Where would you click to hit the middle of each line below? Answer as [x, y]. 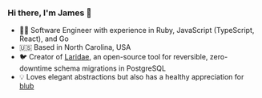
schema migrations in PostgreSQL [110, 68]
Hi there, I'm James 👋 [50, 13]
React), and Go [44, 39]
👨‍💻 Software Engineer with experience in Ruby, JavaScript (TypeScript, [137, 31]
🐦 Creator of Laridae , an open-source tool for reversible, [113, 57]
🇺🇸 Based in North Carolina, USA [75, 47]
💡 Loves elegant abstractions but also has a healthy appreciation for [131, 77]
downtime [36, 68]
